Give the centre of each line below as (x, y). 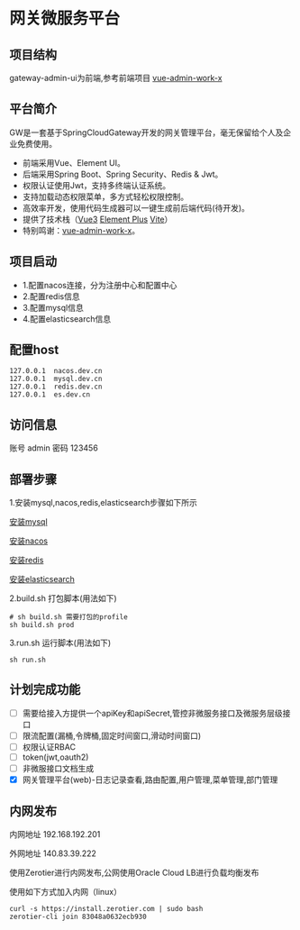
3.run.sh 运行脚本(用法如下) (60, 643)
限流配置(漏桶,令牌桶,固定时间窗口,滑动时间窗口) (112, 735)
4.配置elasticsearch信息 (67, 319)
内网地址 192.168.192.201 (55, 834)
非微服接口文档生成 (58, 769)
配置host (34, 350)
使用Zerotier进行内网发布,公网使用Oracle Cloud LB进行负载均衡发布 (134, 873)
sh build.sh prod (42, 625)
